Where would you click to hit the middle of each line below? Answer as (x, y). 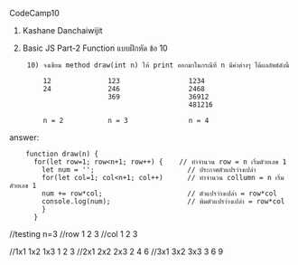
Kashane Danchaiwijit (62, 30)
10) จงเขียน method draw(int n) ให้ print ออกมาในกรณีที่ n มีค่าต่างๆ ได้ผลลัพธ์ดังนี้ (158, 65)
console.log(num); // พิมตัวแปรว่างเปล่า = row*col (163, 202)
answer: (24, 137)
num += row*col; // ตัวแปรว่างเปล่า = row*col (159, 194)
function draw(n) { (62, 154)
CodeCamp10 (35, 13)
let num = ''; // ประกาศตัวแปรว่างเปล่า (149, 170)
